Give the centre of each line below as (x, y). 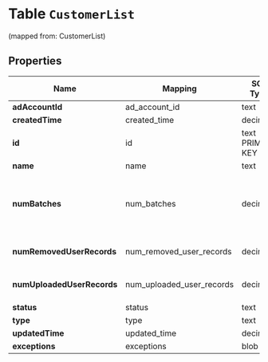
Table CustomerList (72, 14)
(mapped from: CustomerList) (57, 36)
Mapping (179, 89)
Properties (35, 61)
